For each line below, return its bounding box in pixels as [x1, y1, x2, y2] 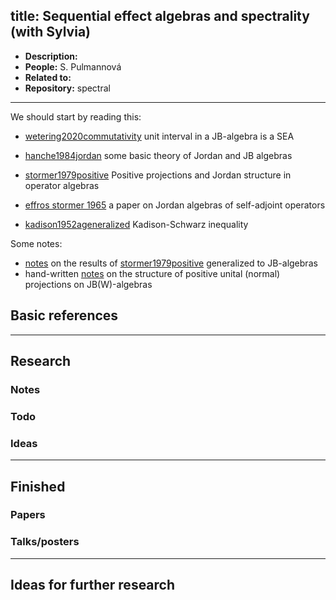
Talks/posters [10, 535, 80, 549]
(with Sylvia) [10, 24, 91, 41]
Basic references [10, 307, 119, 324]
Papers [10, 508, 46, 522]
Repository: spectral [24, 82, 111, 94]
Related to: [24, 71, 72, 83]
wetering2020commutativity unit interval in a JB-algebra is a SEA [24, 130, 295, 142]
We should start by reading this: [10, 110, 142, 123]
